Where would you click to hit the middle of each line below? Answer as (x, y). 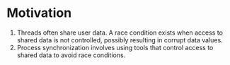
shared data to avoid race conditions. (71, 55)
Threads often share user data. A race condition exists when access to (120, 32)
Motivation (39, 13)
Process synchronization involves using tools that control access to (115, 47)
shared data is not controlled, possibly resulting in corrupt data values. (120, 40)
